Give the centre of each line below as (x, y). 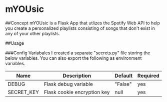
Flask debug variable (68, 84)
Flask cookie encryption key (77, 92)
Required (148, 76)
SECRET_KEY (23, 92)
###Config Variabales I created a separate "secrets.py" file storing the (78, 53)
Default (124, 76)
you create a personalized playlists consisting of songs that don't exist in (80, 28)
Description (77, 76)
